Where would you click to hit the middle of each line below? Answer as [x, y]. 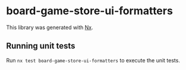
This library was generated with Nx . [50, 27]
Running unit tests [41, 46]
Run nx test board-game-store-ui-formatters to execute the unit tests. [93, 60]
